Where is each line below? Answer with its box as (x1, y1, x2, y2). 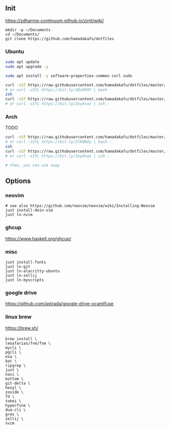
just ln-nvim (5, 212, 33, 218)
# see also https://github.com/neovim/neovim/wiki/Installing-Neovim (5, 203, 155, 208)
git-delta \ (5, 381, 30, 386)
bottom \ (5, 376, 24, 382)
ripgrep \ (5, 363, 26, 368)
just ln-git (5, 264, 30, 269)
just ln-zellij (5, 273, 37, 278)
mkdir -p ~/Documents (5, 27, 51, 32)
